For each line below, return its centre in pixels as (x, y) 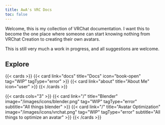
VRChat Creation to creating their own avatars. (53, 39)
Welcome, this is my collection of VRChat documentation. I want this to (77, 28)
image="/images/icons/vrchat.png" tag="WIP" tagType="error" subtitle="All (83, 112)
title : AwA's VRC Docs (28, 10)
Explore (17, 64)
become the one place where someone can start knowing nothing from (78, 34)
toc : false (16, 14)
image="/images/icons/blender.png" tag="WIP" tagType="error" (71, 102)
